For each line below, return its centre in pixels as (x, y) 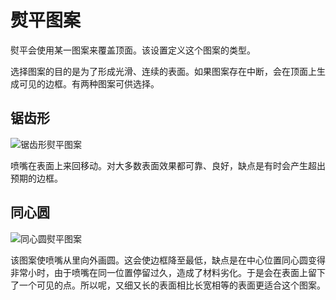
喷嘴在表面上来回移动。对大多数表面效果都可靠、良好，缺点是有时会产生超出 (168, 165)
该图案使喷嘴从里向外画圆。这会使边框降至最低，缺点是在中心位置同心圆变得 (168, 260)
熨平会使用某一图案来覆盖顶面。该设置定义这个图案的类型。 (133, 50)
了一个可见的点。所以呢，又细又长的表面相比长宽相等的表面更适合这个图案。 (168, 285)
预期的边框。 (36, 178)
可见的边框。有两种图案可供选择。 (89, 83)
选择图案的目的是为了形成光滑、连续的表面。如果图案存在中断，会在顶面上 (163, 71)
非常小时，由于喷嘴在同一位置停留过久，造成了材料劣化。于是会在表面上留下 (168, 272)
